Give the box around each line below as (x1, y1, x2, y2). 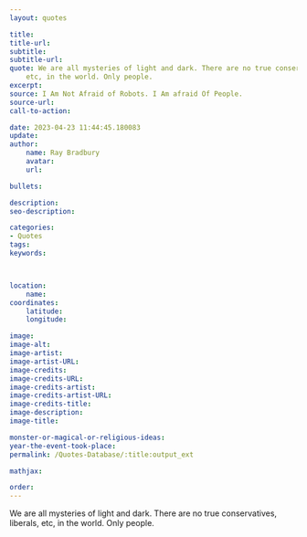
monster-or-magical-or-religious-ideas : (9, 433, 166, 442)
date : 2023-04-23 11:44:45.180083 (9, 122, 142, 132)
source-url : (9, 98, 55, 107)
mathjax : (9, 467, 43, 476)
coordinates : (9, 298, 59, 307)
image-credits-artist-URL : (9, 391, 112, 400)
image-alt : (9, 340, 51, 350)
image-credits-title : (9, 399, 92, 409)
